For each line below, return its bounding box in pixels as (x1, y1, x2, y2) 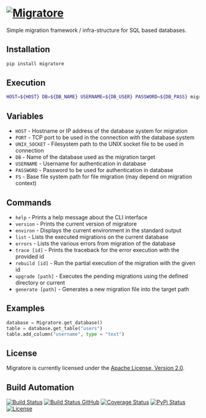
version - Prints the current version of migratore (15, 220, 137, 227)
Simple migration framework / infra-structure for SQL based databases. (6, 26, 187, 34)
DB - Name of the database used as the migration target (15, 154, 155, 161)
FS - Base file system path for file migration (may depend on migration (15, 173, 192, 181)
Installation (6, 44, 50, 55)
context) (15, 179, 37, 187)
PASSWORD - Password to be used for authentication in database (15, 167, 174, 174)
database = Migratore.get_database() (6, 320, 103, 326)
